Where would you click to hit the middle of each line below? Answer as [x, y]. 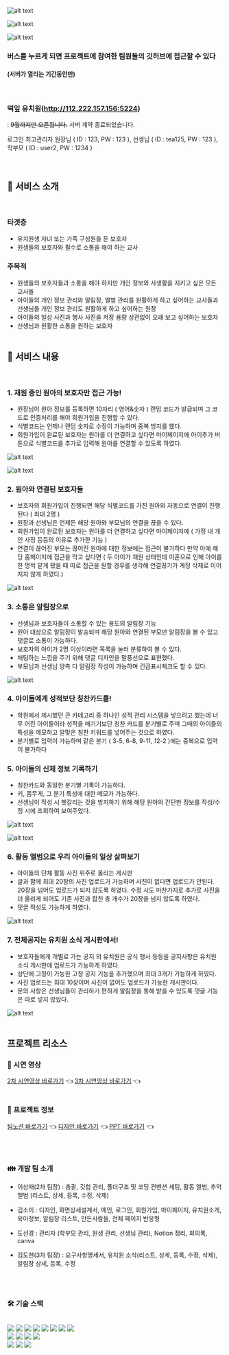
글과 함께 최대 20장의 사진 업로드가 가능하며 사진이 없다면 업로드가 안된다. [116, 882]
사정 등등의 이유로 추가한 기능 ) [66, 540]
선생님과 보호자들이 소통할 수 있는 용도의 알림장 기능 [86, 623]
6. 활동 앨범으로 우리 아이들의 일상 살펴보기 [74, 857]
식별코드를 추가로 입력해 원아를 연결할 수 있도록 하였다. [109, 443]
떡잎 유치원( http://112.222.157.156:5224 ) [74, 108]
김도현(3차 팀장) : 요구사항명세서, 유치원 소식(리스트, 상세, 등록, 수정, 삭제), [117, 1255]
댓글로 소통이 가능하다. [47, 640]
